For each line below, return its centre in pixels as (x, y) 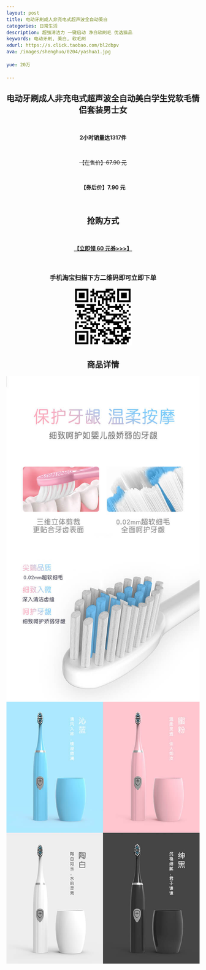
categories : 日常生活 (32, 26)
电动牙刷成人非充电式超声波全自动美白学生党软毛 (99, 98)
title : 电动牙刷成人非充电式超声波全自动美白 (57, 19)
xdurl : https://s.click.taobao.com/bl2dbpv (63, 45)
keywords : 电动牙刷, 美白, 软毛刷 (46, 39)
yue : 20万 (18, 64)
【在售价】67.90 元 (103, 163)
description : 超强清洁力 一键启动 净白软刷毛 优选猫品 (70, 33)
